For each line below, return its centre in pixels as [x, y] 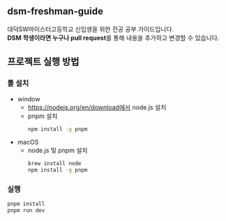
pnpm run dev [26, 211]
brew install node [54, 164]
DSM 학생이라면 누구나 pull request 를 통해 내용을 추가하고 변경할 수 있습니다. [113, 38]
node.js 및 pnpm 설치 [58, 150]
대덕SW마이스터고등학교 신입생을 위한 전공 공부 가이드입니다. [91, 29]
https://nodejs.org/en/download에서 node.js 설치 [97, 107]
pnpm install [26, 204]
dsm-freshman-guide [55, 11]
